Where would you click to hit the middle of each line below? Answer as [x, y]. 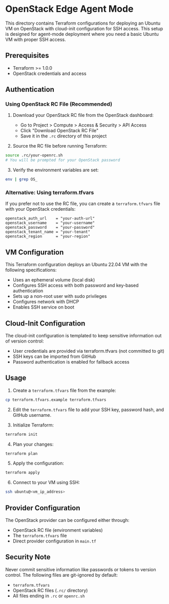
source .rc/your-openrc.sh [34, 155]
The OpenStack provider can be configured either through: [67, 520]
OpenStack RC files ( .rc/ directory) [50, 590]
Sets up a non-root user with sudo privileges [60, 296]
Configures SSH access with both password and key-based [76, 286]
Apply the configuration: [38, 463]
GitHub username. [32, 415]
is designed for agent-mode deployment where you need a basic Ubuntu [82, 34]
